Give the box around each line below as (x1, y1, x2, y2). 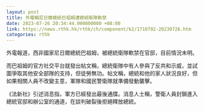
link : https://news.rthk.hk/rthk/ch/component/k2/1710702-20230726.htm (6, 26, 191, 32)
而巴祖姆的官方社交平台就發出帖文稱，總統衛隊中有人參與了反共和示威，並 (6, 62, 192, 70)
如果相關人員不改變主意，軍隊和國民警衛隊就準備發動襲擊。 (6, 77, 155, 85)
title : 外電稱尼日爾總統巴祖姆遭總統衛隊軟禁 (6, 15, 107, 21)
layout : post (6, 9, 39, 15)
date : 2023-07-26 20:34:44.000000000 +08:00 (6, 20, 121, 26)
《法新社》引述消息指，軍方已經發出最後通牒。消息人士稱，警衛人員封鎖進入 (6, 90, 198, 98)
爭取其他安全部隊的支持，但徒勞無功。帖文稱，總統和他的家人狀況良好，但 (11, 70, 198, 77)
